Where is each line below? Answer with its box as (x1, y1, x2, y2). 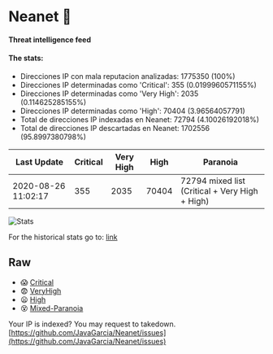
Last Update (15, 156, 63, 168)
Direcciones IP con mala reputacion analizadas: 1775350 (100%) (19, 71, 236, 81)
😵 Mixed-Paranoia (19, 303, 84, 312)
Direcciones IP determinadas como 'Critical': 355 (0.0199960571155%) (19, 80, 258, 90)
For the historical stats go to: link (8, 232, 118, 242)
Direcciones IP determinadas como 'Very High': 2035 (19, 89, 199, 98)
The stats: (8, 53, 44, 63)
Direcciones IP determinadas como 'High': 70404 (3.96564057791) (19, 106, 245, 116)
